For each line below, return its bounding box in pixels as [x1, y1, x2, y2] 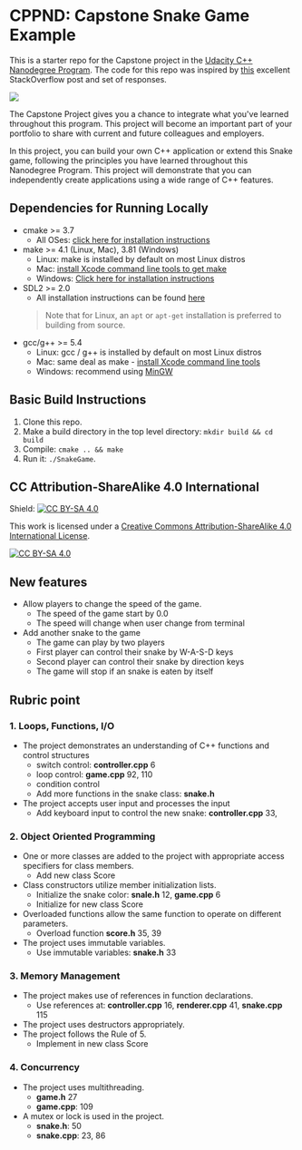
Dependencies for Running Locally [9, 200, 209, 216]
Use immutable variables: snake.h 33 [35, 947, 177, 958]
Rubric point [9, 692, 81, 707]
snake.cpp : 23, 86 [35, 1130, 106, 1141]
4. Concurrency [9, 1061, 80, 1074]
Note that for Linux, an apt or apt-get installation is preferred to [44, 309, 282, 320]
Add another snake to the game [22, 628, 141, 638]
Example [9, 24, 76, 45]
